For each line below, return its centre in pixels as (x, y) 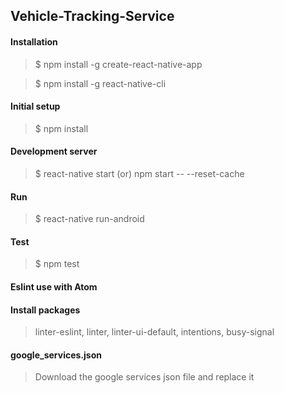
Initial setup (35, 106)
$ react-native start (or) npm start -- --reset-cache (139, 173)
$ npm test (57, 264)
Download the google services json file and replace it (144, 377)
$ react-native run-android (89, 219)
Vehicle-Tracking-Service (92, 16)
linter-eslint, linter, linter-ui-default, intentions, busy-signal (154, 332)
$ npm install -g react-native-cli (100, 83)
